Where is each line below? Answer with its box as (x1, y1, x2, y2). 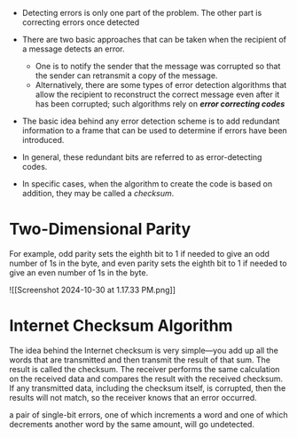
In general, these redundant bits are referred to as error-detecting (21, 152, 262, 163)
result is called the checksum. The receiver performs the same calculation (9, 363, 280, 374)
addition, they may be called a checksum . (21, 188, 175, 198)
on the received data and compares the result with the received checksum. (9, 373, 284, 384)
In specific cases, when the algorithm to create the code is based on (21, 179, 273, 189)
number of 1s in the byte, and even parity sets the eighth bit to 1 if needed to (9, 258, 287, 268)
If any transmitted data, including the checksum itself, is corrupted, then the (9, 382, 286, 394)
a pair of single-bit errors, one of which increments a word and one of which (9, 409, 288, 420)
